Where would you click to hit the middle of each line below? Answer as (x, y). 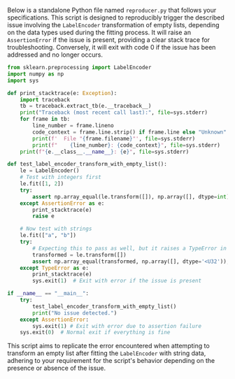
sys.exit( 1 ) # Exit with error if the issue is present (117, 281)
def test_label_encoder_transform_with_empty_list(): (87, 164)
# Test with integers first (60, 178)
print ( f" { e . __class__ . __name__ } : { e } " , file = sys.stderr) (105, 152)
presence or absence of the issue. (57, 368)
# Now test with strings (56, 229)
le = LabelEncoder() (50, 171)
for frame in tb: (45, 119)
